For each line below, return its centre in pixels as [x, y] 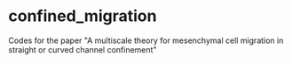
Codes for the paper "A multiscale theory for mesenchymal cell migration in [146, 40]
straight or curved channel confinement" [83, 49]
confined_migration [83, 16]
